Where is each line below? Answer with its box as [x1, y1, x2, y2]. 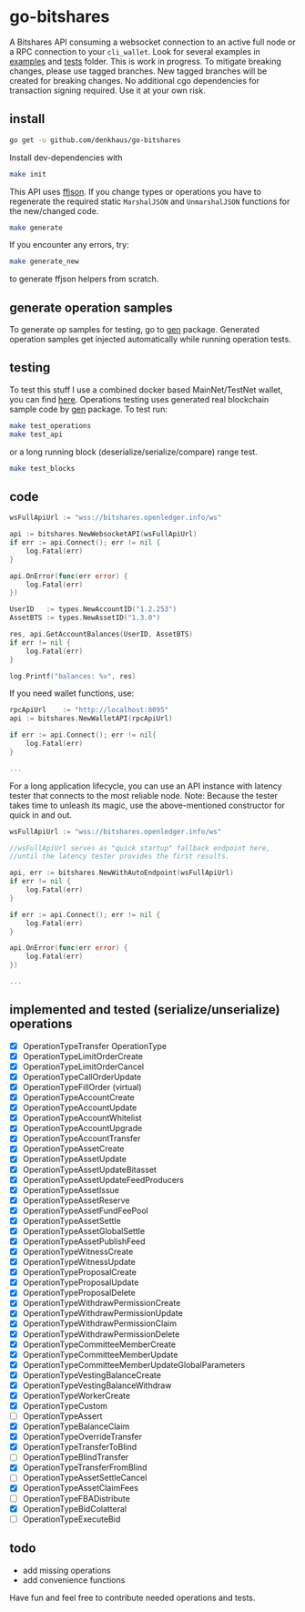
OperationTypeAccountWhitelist [22, 1113, 143, 1124]
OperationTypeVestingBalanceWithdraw [22, 1380, 172, 1391]
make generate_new [9, 257, 79, 266]
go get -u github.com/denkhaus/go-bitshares [9, 135, 181, 145]
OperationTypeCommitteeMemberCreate [22, 1339, 176, 1350]
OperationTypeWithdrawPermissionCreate [22, 1298, 181, 1309]
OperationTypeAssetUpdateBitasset [22, 1164, 158, 1175]
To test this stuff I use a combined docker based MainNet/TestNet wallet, [9, 384, 284, 395]
